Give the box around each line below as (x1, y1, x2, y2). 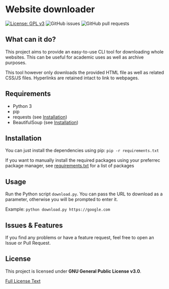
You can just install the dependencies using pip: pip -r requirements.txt (5, 148, 159, 154)
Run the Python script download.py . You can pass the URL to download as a (5, 191, 163, 197)
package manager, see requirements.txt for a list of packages (5, 163, 134, 169)
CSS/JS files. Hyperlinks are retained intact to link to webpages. (5, 75, 139, 81)
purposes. (5, 60, 27, 66)
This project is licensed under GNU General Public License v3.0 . (5, 268, 142, 274)
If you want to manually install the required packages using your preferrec (5, 157, 160, 163)
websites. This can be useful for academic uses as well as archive (5, 54, 144, 60)
